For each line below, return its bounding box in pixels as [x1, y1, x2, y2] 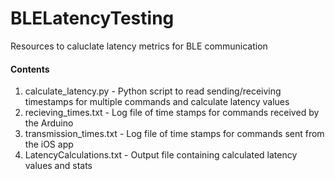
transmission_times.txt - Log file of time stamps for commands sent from [24, 128, 325, 140]
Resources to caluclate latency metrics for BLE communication [10, 40, 268, 52]
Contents [10, 63, 50, 75]
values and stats [24, 160, 93, 172]
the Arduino [24, 117, 74, 129]
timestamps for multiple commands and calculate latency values [24, 96, 290, 108]
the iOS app [24, 138, 74, 151]
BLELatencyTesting [10, 7, 175, 30]
